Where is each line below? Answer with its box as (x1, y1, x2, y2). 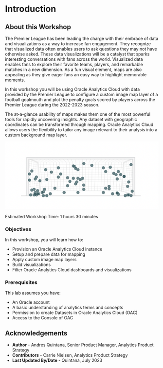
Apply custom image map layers (12, 256, 77, 262)
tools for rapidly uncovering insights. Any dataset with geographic (5, 117, 137, 122)
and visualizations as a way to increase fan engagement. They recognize (5, 41, 151, 47)
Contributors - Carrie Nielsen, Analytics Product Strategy (12, 352, 128, 358)
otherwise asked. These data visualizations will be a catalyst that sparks (5, 51, 150, 57)
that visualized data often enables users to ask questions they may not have (5, 46, 157, 52)
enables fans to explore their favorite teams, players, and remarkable (5, 62, 143, 67)
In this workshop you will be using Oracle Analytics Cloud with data (5, 87, 140, 92)
